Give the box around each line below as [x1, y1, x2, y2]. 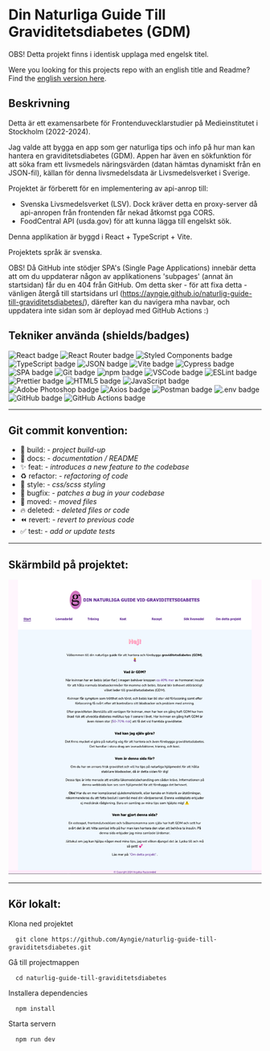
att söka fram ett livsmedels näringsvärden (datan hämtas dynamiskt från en [8, 159, 261, 169]
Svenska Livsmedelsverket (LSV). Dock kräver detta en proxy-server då [19, 199, 258, 208]
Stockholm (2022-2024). [8, 126, 91, 136]
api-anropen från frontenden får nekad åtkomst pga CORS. [19, 207, 215, 217]
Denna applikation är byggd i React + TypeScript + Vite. [8, 232, 193, 241]
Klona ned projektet [8, 918, 74, 928]
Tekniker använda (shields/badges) [8, 329, 190, 343]
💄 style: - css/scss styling [19, 480, 106, 490]
